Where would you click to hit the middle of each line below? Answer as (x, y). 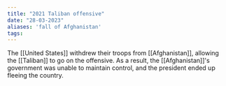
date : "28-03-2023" (36, 20)
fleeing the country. (36, 76)
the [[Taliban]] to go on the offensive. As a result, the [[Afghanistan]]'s (108, 61)
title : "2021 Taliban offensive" (56, 14)
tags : (15, 33)
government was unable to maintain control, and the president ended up (111, 68)
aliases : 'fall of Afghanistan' (54, 27)
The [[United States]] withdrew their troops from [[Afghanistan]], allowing (113, 53)
